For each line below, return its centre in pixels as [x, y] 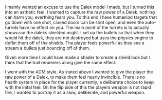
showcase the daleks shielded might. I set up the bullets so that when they [80, 33]
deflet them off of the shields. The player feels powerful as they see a [75, 43]
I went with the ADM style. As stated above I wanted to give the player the [79, 72]
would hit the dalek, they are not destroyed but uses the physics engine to [79, 38]
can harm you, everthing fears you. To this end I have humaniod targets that [81, 17]
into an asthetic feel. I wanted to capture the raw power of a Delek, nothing [80, 12]
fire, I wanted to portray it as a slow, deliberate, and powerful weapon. [75, 92]
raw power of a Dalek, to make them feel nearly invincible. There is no [75, 77]
